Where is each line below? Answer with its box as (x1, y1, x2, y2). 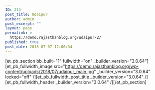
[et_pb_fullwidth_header (5, 79, 55, 85)
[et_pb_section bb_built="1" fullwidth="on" (5, 58, 93, 64)
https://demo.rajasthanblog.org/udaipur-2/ (9, 35, 101, 40)
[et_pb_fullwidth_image (5, 63, 53, 69)
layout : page (5, 26, 32, 31)
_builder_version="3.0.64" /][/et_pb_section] (55, 79, 147, 85)
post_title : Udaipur (5, 12, 48, 17)
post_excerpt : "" (5, 21, 41, 26)
